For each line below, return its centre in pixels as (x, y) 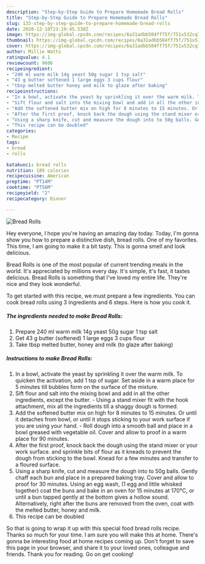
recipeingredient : (30, 69)
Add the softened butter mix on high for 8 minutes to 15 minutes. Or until (106, 413)
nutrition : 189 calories (38, 170)
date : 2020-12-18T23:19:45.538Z (47, 29)
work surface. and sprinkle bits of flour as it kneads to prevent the (98, 451)
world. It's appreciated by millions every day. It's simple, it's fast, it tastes (98, 271)
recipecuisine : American (38, 176)
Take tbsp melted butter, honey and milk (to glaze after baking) (94, 344)
